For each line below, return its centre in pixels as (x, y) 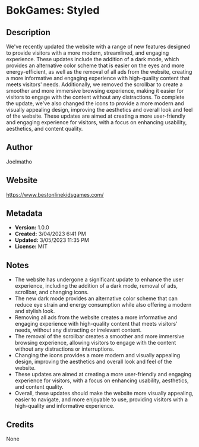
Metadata (24, 214)
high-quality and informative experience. (64, 406)
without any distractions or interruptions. (64, 349)
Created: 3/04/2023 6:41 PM (50, 234)
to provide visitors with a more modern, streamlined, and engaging (88, 53)
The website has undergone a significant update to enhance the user (99, 279)
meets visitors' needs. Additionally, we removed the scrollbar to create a (94, 84)
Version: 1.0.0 (32, 228)
